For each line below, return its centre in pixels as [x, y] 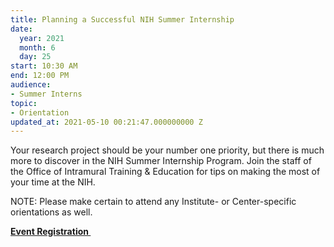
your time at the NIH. [53, 182]
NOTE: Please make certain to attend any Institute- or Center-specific [153, 202]
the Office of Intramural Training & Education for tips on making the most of [165, 172]
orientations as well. [51, 212]
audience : [31, 85]
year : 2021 [42, 38]
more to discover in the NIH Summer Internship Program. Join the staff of [161, 161]
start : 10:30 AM [44, 66]
